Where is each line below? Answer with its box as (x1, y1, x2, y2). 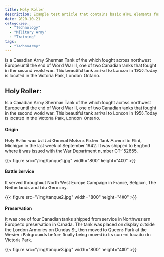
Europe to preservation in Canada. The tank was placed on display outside (5, 221, 155, 228)
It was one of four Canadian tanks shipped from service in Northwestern (5, 216, 151, 222)
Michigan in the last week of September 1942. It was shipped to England (5, 142, 150, 148)
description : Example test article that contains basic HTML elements (5, 12, 152, 17)
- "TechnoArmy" (9, 44, 41, 48)
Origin (5, 127, 18, 133)
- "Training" (9, 35, 36, 40)
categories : (5, 21, 29, 26)
